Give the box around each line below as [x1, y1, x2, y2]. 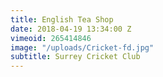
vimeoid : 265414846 [10, 33, 92, 43]
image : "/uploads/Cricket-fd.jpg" [10, 42, 155, 53]
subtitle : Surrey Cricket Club [10, 52, 141, 62]
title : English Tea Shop [10, 14, 114, 25]
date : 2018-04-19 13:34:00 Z [10, 24, 132, 34]
